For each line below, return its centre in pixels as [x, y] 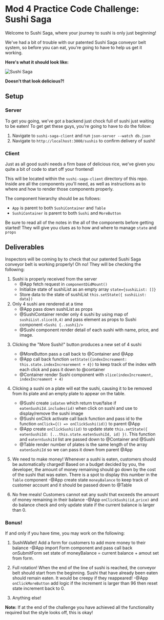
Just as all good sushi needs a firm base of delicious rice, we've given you [80, 164]
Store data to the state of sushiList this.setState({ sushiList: [83, 294]
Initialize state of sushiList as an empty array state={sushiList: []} [88, 289]
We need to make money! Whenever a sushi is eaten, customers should [84, 459]
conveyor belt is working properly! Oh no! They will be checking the [73, 264]
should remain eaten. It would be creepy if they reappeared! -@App [80, 578]
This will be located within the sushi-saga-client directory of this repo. [76, 179]
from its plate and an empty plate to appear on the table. [69, 393]
